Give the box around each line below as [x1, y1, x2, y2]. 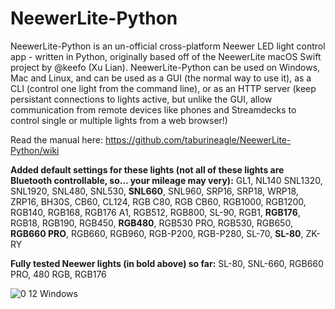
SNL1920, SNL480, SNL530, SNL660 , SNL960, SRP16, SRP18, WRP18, [10, 185, 299, 197]
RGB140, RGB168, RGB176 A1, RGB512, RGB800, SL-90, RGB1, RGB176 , [10, 206, 301, 218]
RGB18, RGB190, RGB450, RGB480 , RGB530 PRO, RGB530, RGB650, [10, 217, 293, 229]
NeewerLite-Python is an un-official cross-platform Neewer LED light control [10, 40, 326, 52]
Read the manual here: [10, 133, 103, 146]
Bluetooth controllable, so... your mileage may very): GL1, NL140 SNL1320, [10, 174, 323, 186]
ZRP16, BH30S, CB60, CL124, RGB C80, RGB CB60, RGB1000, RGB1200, [10, 195, 307, 207]
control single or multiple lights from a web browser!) [10, 114, 228, 126]
